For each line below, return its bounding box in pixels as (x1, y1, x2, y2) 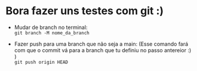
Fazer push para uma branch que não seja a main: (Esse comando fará (14, 40, 189, 47)
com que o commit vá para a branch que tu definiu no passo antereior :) (14, 46, 192, 54)
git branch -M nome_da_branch (14, 30, 90, 36)
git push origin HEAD (14, 59, 68, 65)
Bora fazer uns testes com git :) (5, 4, 164, 18)
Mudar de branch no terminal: (14, 24, 88, 31)
